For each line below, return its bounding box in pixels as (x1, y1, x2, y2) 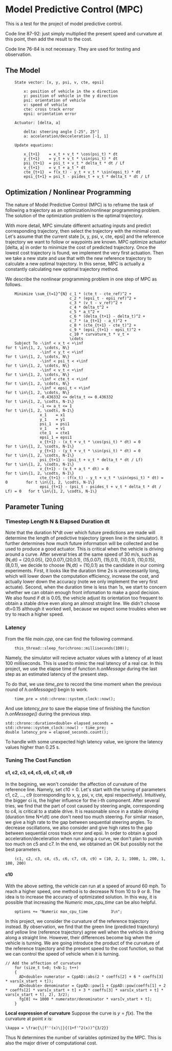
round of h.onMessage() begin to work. (5, 686, 89, 693)
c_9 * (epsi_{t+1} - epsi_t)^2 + (69, 327, 141, 332)
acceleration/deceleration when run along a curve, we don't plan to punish (5, 835, 163, 841)
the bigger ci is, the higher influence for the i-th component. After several (5, 797, 160, 803)
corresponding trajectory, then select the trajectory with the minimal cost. (5, 228, 161, 234)
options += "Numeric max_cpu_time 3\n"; (14, 909, 123, 914)
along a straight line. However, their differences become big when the (5, 934, 153, 940)
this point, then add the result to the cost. (5, 36, 92, 42)
